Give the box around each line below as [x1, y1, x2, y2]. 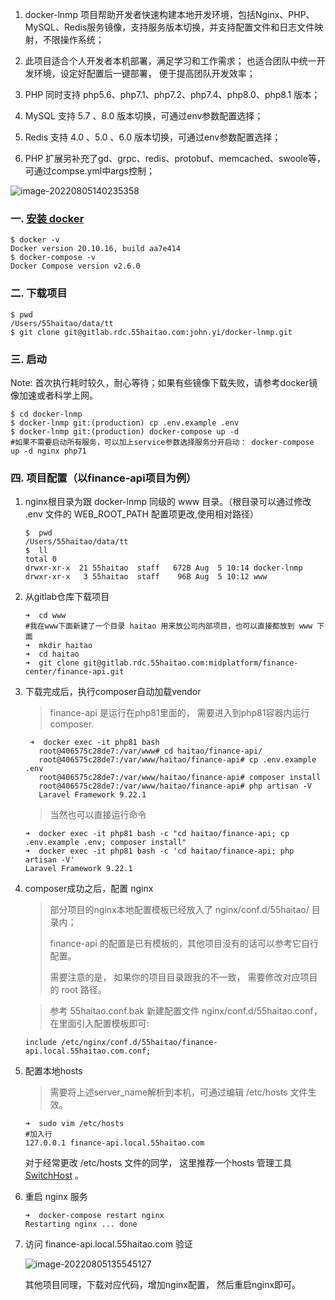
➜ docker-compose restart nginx [24, 1211, 165, 1221]
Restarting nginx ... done [24, 1219, 138, 1230]
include [24, 1038, 57, 1048]
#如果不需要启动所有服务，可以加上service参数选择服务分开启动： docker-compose [10, 437, 315, 447]
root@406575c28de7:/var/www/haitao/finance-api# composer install [38, 773, 322, 783]
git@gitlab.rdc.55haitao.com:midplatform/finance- [83, 658, 299, 668]
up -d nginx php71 [10, 446, 87, 456]
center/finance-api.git [24, 667, 125, 677]
